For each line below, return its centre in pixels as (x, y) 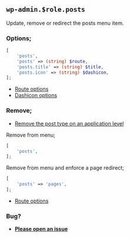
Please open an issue (41, 229)
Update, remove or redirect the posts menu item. (65, 23)
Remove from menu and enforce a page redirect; (65, 168)
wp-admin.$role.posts (46, 10)
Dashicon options (36, 95)
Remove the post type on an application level (69, 123)
